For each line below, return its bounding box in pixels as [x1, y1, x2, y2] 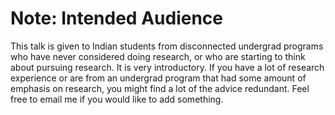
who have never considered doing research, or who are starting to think [10, 50, 306, 62]
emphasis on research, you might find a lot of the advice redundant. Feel [10, 82, 310, 94]
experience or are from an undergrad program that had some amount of [10, 72, 307, 84]
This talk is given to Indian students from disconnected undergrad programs [10, 40, 324, 52]
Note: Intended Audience [10, 7, 223, 30]
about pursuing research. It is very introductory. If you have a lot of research [10, 61, 325, 73]
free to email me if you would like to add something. [10, 93, 224, 105]
